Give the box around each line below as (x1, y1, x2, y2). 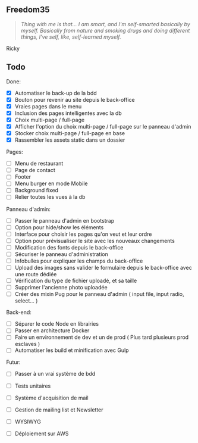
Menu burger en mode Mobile (14, 180, 88, 187)
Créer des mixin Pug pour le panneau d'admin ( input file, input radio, (14, 291, 184, 298)
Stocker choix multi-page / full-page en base (14, 130, 125, 136)
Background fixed (14, 187, 58, 194)
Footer (14, 173, 32, 180)
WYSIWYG (14, 418, 42, 425)
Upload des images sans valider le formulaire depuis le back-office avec (14, 264, 192, 271)
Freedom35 (6, 5, 50, 15)
